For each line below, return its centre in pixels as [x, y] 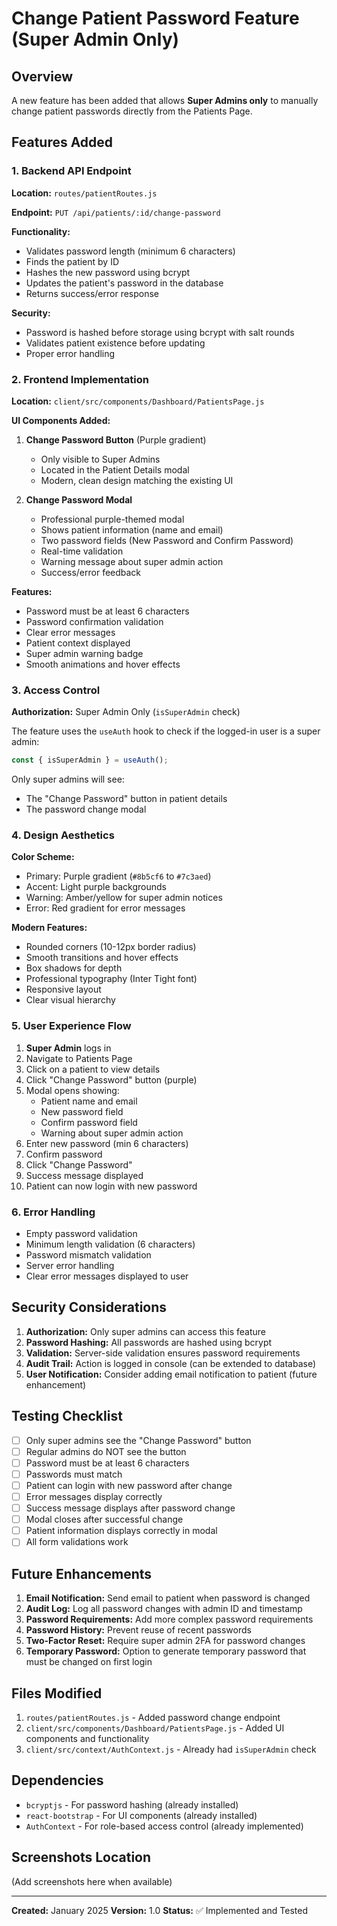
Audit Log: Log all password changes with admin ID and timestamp [164, 1609]
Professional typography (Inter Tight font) [111, 979]
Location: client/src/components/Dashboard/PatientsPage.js [138, 401]
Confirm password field [89, 1122]
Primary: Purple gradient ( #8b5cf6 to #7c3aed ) [118, 876]
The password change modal [86, 809]
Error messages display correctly [94, 1496]
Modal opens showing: [72, 1090]
